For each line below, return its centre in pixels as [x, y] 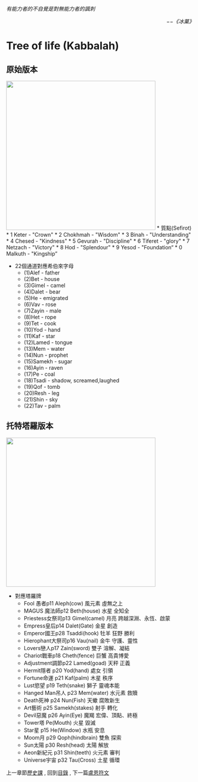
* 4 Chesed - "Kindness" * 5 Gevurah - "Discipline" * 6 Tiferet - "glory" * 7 [98, 241]
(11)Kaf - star [39, 336]
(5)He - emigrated [46, 298]
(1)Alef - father [42, 273]
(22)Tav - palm [42, 406]
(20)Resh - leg [41, 393]
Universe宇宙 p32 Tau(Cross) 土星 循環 [72, 760]
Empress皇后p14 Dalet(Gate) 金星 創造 [71, 626]
